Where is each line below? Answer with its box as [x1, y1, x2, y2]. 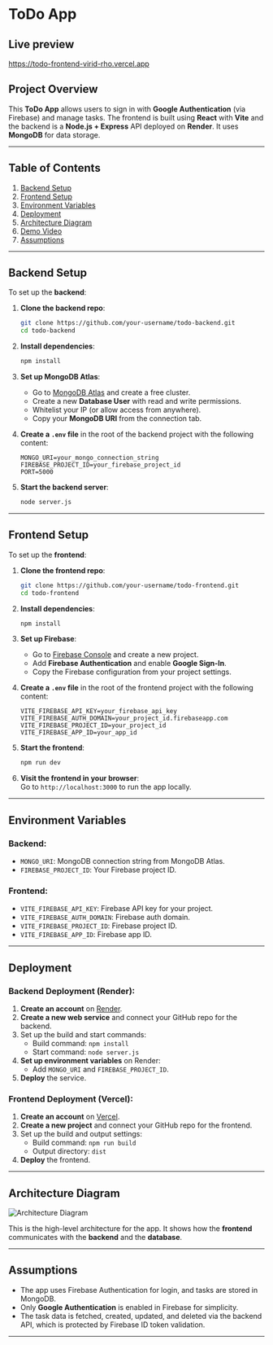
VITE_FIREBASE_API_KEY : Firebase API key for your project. [19, 904, 214, 913]
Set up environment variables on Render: [19, 1055, 161, 1065]
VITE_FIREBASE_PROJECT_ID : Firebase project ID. [19, 921, 177, 931]
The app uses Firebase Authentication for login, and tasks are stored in [19, 1285, 258, 1295]
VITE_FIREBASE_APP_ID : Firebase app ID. [19, 930, 153, 940]
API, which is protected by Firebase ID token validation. [19, 1320, 206, 1330]
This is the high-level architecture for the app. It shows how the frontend [8, 1224, 253, 1233]
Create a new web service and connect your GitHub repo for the [19, 1012, 238, 1022]
